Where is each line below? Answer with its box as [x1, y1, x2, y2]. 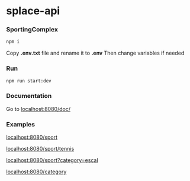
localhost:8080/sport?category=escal [6, 157, 99, 164]
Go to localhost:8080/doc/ [6, 105, 71, 112]
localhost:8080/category [6, 168, 67, 176]
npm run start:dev [6, 78, 51, 84]
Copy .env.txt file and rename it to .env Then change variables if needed [6, 49, 185, 57]
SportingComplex [6, 26, 58, 34]
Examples [6, 120, 36, 128]
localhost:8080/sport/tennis [6, 145, 75, 153]
